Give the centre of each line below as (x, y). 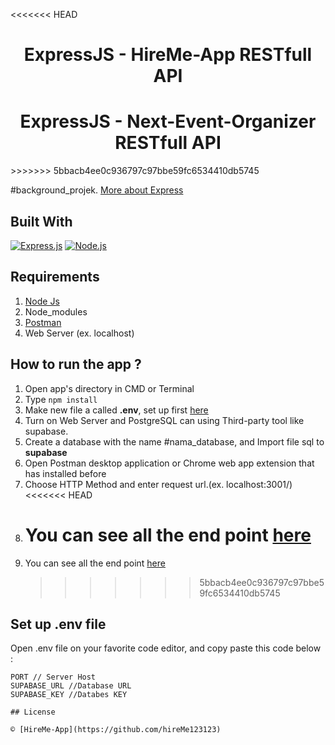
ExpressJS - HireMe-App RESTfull (168, 55)
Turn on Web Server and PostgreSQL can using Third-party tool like (164, 420)
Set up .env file (58, 624)
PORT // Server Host (53, 677)
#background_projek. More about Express (97, 190)
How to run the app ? (76, 364)
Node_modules (56, 311)
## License (33, 712)
